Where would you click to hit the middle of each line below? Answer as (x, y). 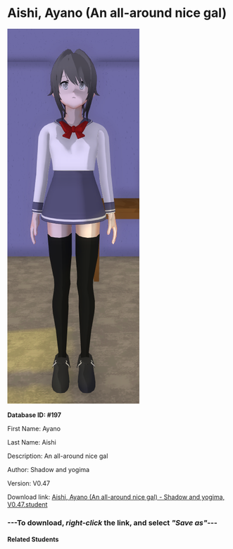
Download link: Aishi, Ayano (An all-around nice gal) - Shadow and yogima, (116, 497)
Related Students (33, 539)
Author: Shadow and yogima (49, 469)
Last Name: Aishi (32, 442)
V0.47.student (27, 504)
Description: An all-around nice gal (58, 456)
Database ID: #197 (34, 415)
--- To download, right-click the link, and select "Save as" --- (113, 522)
